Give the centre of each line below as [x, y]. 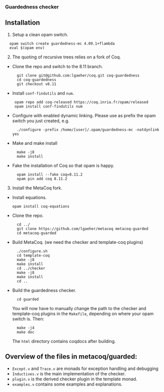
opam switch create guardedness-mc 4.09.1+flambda [62, 43]
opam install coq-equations [41, 206]
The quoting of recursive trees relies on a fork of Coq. [67, 57]
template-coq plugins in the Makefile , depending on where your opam [83, 314]
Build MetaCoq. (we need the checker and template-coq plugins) [78, 242]
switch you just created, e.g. [41, 121]
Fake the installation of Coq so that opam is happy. [63, 165]
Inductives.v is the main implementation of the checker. [69, 373]
